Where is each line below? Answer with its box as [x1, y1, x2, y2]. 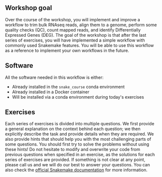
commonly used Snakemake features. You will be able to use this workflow [5, 42, 154, 48]
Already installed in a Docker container [12, 89, 89, 95]
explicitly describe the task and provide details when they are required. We [5, 131, 154, 137]
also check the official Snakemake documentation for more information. [5, 167, 147, 173]
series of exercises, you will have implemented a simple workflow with [5, 37, 145, 43]
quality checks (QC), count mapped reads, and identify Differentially [5, 27, 141, 33]
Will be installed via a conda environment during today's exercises [12, 94, 144, 100]
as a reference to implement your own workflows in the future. [5, 47, 130, 53]
